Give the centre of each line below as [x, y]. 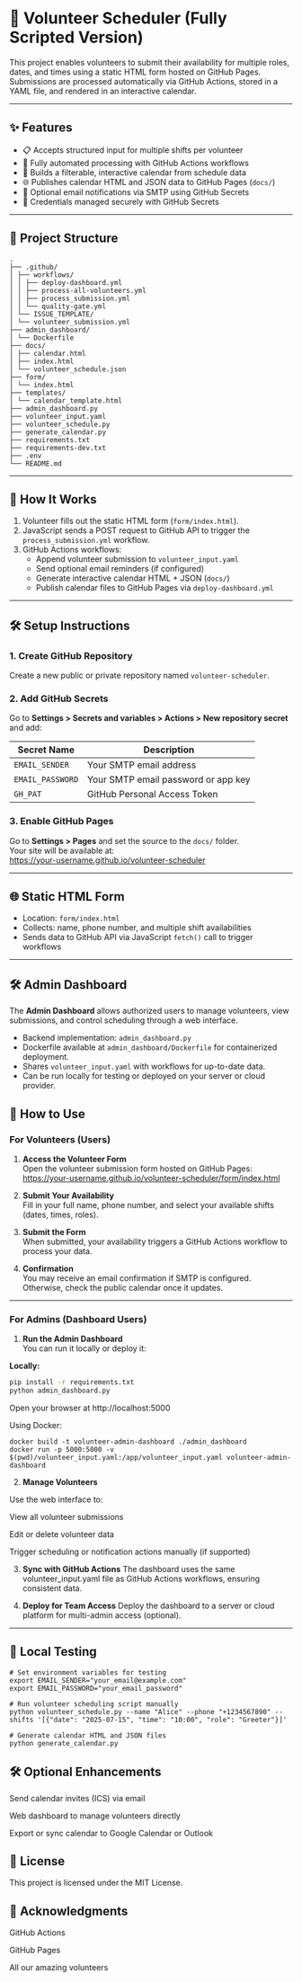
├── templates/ [38, 393]
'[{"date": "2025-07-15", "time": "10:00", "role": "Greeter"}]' [162, 1720]
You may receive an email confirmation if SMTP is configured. [137, 1278]
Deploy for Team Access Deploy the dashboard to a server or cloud [148, 1606]
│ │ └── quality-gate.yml [58, 306]
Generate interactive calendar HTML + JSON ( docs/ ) [133, 578]
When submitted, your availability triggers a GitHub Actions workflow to [155, 1241]
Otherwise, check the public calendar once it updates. [122, 1287]
